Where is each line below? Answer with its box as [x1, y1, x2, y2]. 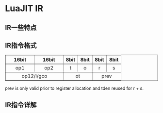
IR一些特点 [5, 23, 37, 32]
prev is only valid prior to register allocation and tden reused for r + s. [5, 85, 144, 91]
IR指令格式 [5, 41, 37, 49]
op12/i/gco [21, 73, 48, 80]
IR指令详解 [5, 100, 37, 109]
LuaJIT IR [5, 3, 44, 14]
